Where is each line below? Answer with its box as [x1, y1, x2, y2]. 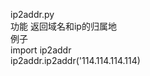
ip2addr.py [10, 9, 55, 20]
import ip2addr [10, 44, 72, 56]
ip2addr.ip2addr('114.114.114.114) [10, 55, 141, 66]
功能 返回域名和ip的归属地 [10, 20, 117, 32]
